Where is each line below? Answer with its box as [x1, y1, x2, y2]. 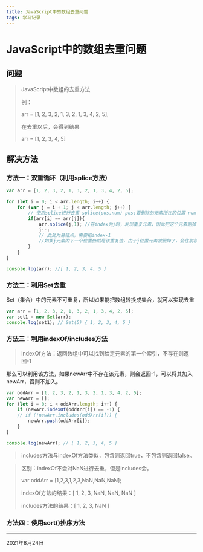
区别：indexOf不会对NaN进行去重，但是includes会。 [21, 464, 152, 472]
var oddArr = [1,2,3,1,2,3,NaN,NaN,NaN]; [21, 476, 122, 484]
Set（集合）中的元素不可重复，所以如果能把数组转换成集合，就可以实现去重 [6, 296, 195, 303]
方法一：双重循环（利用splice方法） [6, 174, 111, 182]
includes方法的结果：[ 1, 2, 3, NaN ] [21, 502, 110, 509]
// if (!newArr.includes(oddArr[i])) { [17, 412, 118, 418]
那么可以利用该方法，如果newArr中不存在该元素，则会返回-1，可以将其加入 [6, 370, 193, 377]
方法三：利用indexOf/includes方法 [6, 335, 108, 343]
